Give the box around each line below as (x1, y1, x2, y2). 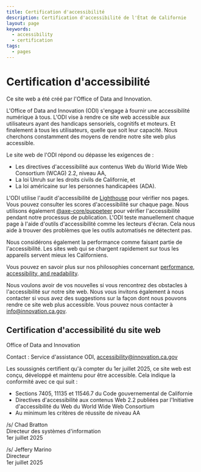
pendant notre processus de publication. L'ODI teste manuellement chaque (6, 213, 194, 221)
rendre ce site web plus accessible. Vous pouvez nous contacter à (6, 301, 173, 308)
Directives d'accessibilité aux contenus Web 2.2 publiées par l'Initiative (15, 396, 194, 403)
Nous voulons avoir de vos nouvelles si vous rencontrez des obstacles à (6, 281, 188, 288)
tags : (6, 43, 20, 49)
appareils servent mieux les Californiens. (6, 251, 108, 259)
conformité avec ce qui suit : (6, 377, 78, 385)
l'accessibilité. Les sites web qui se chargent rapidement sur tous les (6, 245, 179, 252)
